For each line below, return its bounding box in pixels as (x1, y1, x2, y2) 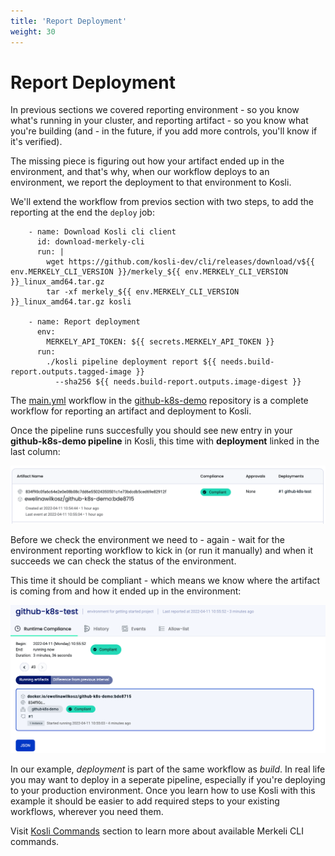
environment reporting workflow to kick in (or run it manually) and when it (10, 544, 314, 556)
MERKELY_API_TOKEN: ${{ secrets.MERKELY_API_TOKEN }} (46, 337, 275, 347)
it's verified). (10, 136, 63, 148)
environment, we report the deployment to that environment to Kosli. (10, 176, 292, 189)
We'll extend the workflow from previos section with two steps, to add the (10, 196, 314, 208)
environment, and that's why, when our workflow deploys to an (10, 166, 270, 178)
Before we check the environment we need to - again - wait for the (10, 533, 285, 545)
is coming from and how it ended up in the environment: (10, 585, 242, 597)
